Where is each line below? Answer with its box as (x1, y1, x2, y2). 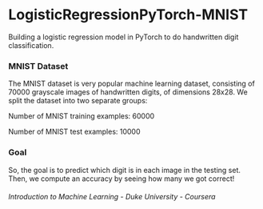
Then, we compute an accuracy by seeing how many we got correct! (8, 174, 235, 183)
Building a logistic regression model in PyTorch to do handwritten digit (8, 32, 239, 42)
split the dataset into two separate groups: (8, 96, 148, 106)
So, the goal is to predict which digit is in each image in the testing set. (8, 165, 241, 175)
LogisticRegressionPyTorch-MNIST (8, 6, 249, 24)
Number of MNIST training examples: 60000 (8, 111, 155, 121)
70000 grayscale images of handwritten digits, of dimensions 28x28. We (8, 87, 248, 97)
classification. (8, 40, 54, 50)
